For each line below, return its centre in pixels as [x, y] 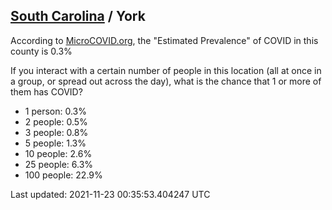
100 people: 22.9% [63, 175]
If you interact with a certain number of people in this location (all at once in [166, 70]
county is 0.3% [41, 51]
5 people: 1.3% [55, 143]
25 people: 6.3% [59, 164]
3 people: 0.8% [56, 132]
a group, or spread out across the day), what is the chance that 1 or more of [166, 81]
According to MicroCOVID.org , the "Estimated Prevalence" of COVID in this [164, 40]
